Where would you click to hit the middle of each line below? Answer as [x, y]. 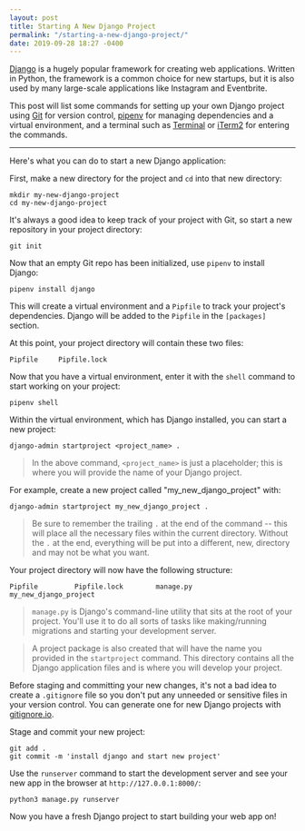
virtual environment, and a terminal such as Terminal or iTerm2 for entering [150, 125]
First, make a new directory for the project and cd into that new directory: [146, 179]
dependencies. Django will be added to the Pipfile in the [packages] [138, 316]
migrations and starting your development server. [124, 631]
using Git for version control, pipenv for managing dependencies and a [142, 115]
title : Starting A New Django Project [83, 26]
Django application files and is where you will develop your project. [157, 668]
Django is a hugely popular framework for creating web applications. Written [152, 69]
